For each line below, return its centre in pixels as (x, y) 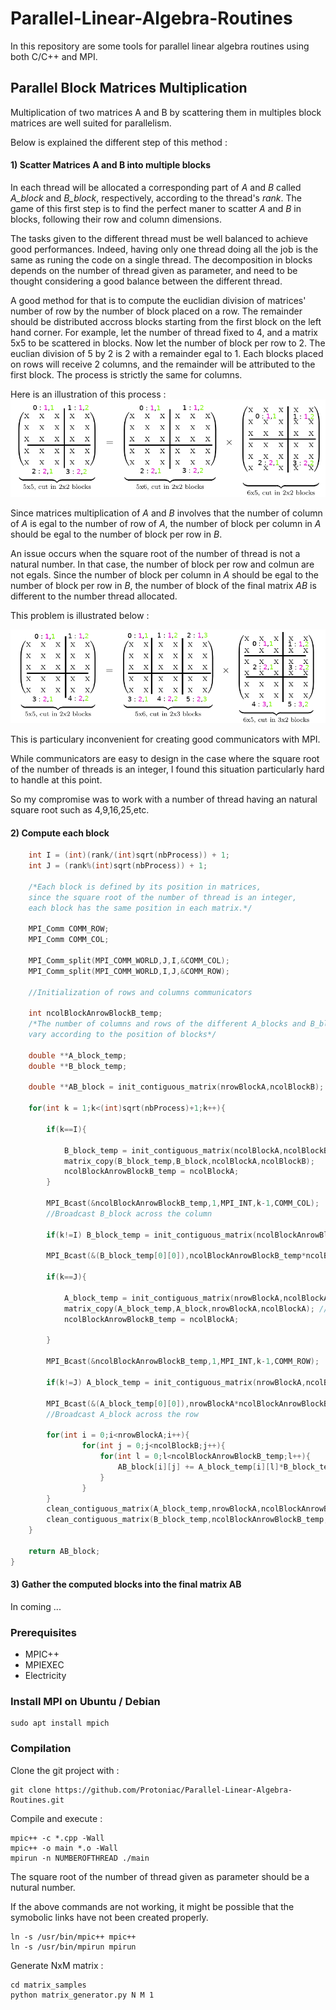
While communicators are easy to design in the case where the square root (165, 758)
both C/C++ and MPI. (54, 56)
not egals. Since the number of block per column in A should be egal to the (164, 575)
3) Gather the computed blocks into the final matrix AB (126, 1584)
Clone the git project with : (65, 1770)
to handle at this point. (56, 779)
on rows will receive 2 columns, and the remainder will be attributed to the (163, 364)
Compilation (41, 1749)
